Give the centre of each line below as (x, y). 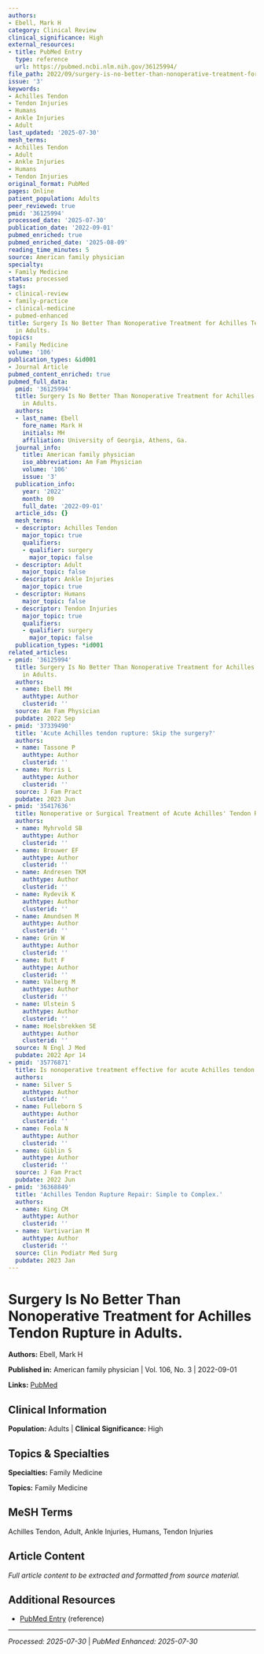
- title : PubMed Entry (45, 52)
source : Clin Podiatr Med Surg (66, 1253)
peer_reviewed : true (42, 206)
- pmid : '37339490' (40, 725)
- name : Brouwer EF (47, 850)
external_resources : (42, 45)
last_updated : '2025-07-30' (54, 132)
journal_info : (38, 447)
